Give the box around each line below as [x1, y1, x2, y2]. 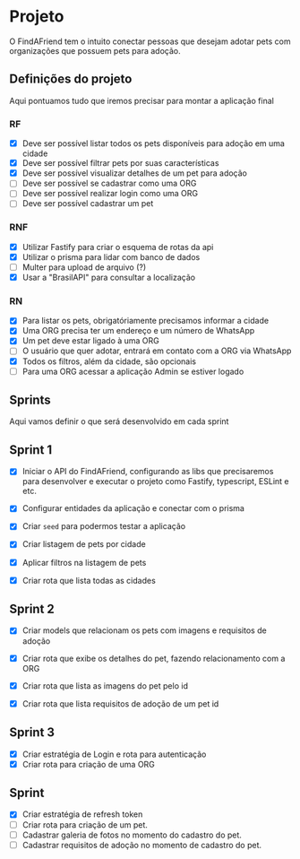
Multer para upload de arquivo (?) [21, 262, 147, 273]
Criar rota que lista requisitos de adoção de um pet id [21, 698, 219, 709]
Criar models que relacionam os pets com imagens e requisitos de [21, 625, 267, 636]
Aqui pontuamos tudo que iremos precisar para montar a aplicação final [9, 95, 275, 106]
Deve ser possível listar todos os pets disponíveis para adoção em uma [21, 138, 285, 149]
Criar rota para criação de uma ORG [21, 759, 155, 769]
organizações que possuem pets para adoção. [9, 45, 181, 56]
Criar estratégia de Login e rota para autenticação [21, 749, 207, 759]
